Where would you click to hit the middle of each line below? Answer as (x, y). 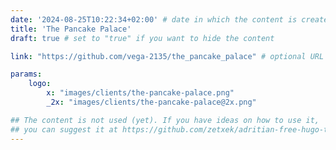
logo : (40, 84)
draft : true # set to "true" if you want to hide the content (142, 38)
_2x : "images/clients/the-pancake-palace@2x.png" (151, 102)
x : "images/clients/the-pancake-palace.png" (140, 93)
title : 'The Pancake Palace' (71, 29)
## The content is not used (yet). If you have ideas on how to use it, (165, 120)
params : (26, 74)
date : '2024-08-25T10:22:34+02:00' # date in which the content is (154, 19)
